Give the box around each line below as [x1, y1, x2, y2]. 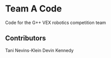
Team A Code [5, 3, 62, 14]
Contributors [5, 34, 46, 42]
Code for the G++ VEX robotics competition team [5, 19, 106, 25]
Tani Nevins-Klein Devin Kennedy [5, 47, 74, 53]
